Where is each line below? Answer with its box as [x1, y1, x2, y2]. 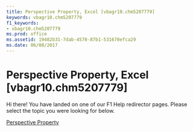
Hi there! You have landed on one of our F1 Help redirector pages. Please [6, 100, 188, 108]
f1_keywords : [6, 20, 39, 26]
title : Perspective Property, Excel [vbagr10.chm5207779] [6, 8, 155, 15]
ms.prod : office [6, 31, 47, 37]
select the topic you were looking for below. [6, 107, 115, 114]
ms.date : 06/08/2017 [6, 43, 59, 49]
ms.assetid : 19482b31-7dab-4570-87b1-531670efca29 [6, 37, 136, 43]
